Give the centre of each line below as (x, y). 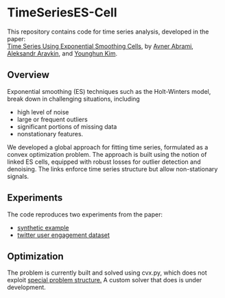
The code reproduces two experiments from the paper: (85, 214)
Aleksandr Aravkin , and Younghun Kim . (62, 53)
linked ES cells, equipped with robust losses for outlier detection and (104, 162)
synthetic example (43, 227)
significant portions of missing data (67, 126)
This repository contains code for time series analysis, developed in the (108, 32)
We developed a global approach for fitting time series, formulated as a (108, 147)
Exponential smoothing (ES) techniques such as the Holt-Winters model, (109, 91)
